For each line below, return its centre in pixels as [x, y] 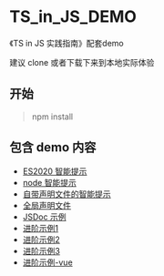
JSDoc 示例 [44, 217]
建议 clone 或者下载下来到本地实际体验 [82, 62]
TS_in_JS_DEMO [73, 17]
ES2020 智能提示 [55, 171]
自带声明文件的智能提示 [67, 194]
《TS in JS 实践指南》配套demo [67, 43]
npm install [52, 117]
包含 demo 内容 [53, 148]
